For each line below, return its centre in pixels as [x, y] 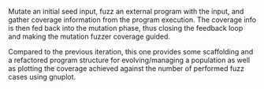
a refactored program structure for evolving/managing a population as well [129, 60]
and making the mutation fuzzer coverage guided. [89, 36]
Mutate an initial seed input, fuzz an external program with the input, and [126, 11]
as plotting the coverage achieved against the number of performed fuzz [126, 69]
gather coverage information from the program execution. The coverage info [132, 20]
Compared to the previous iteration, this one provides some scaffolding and [131, 52]
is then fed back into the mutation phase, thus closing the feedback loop [126, 28]
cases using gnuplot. [42, 77]
